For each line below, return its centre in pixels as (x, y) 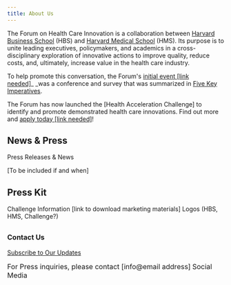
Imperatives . (25, 91)
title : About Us (30, 13)
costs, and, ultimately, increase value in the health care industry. (99, 62)
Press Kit (27, 192)
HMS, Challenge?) (33, 217)
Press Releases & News (41, 157)
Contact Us (26, 237)
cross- (187, 48)
